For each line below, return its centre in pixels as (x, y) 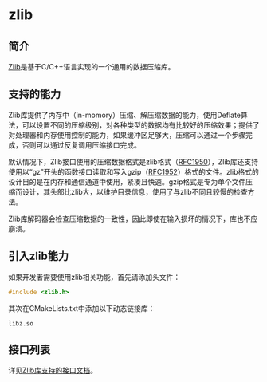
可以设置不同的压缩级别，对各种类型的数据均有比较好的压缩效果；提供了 (141, 124)
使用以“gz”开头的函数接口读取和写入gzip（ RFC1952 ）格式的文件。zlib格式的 (133, 171)
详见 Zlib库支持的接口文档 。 (53, 370)
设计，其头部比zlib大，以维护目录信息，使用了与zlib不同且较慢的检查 (135, 191)
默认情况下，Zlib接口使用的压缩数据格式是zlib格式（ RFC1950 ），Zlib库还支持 (133, 162)
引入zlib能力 (39, 256)
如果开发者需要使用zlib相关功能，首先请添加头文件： (94, 277)
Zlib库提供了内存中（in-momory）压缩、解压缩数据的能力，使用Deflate (125, 115)
